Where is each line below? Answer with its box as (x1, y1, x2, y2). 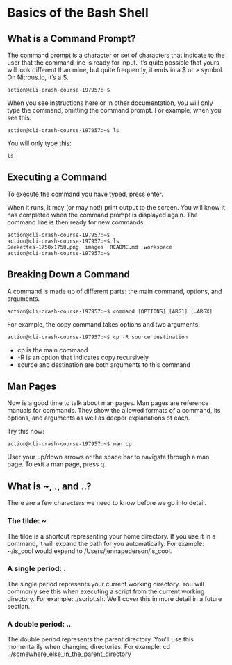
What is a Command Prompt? (7, 33, 136, 44)
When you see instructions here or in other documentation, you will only (7, 99, 213, 107)
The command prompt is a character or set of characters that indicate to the (7, 51, 225, 59)
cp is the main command (17, 345, 88, 354)
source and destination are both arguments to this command (17, 360, 191, 369)
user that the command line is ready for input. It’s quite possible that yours (7, 58, 220, 67)
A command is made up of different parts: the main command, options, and (7, 287, 222, 295)
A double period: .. (7, 619, 72, 629)
